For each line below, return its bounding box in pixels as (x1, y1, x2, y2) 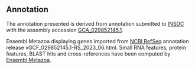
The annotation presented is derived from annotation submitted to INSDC (6, 20, 184, 27)
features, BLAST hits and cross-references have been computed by (6, 50, 171, 57)
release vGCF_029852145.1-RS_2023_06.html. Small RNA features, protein (6, 44, 187, 51)
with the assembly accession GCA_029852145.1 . (6, 26, 123, 33)
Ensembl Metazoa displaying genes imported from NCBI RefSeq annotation (6, 37, 189, 44)
